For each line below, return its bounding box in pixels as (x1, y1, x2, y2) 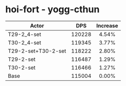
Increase (96, 22, 118, 29)
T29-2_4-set (8, 31, 41, 38)
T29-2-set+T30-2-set (8, 47, 66, 54)
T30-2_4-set (8, 39, 41, 46)
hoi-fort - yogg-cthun (5, 4, 100, 15)
